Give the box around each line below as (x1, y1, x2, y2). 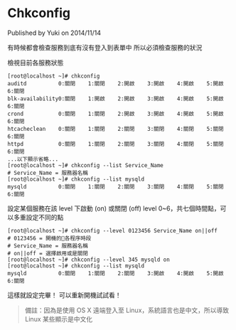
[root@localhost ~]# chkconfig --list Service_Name (7, 161, 163, 169)
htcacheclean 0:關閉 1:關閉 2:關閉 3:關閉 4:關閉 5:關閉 (7, 125, 224, 132)
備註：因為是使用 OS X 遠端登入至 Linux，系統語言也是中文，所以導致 (24, 306, 230, 314)
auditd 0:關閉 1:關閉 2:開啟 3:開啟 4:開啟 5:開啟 (7, 80, 224, 87)
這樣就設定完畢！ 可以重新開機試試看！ (7, 290, 122, 299)
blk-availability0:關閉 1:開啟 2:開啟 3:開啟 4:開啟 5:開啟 (7, 95, 224, 102)
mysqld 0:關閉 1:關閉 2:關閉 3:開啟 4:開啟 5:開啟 (7, 270, 224, 277)
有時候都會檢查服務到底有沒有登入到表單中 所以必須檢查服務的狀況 (7, 43, 203, 51)
